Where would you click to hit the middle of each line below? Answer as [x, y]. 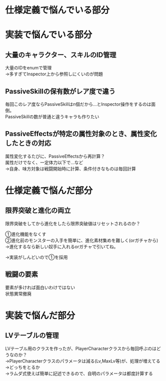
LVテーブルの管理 [32, 335]
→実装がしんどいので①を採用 [37, 257]
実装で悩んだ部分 [40, 315]
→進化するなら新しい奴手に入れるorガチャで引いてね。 [62, 246]
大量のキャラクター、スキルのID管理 [61, 55]
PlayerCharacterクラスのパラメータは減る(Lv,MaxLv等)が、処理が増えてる [85, 361]
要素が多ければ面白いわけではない [40, 287]
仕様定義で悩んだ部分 [49, 190]
